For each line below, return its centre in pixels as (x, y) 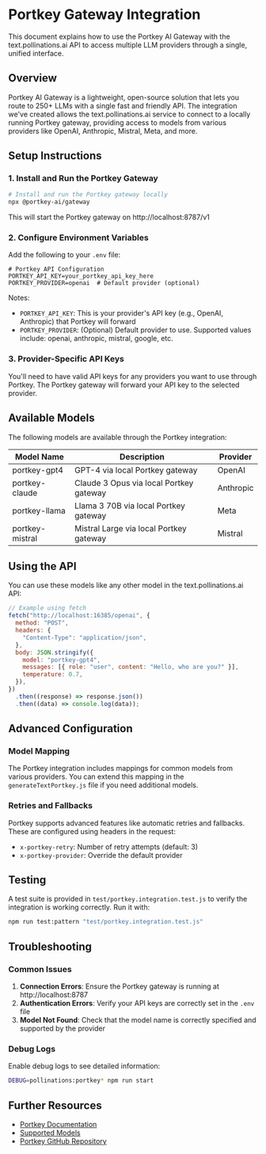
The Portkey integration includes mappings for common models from (121, 769)
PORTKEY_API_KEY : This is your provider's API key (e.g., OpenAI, (122, 313)
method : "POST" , (42, 623)
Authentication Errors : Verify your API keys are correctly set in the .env (137, 1004)
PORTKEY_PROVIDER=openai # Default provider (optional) (104, 283)
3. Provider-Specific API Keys (66, 359)
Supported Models (50, 1133)
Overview (33, 78)
